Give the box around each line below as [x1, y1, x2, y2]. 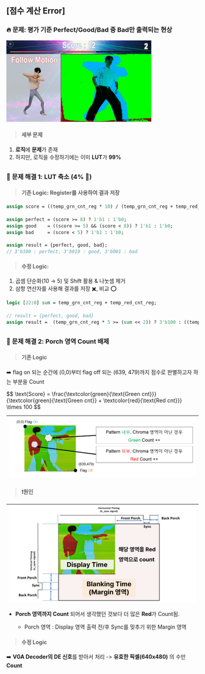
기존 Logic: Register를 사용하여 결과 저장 [21, 189, 120, 196]
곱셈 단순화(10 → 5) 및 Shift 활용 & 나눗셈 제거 [15, 277, 126, 285]
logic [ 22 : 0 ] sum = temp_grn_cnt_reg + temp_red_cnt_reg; [6, 300, 157, 306]
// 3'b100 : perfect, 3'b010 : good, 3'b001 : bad [6, 249, 138, 255]
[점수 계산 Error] [6, 5, 65, 16]
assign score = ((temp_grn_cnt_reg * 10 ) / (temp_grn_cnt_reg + [6, 203, 173, 210]
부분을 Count [12, 378, 45, 385]
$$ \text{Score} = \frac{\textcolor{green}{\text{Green [6, 390, 140, 397]
